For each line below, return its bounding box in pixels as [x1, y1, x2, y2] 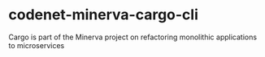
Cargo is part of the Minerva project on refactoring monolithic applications [8, 32, 258, 42]
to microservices [8, 40, 65, 50]
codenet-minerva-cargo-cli [8, 6, 199, 24]
